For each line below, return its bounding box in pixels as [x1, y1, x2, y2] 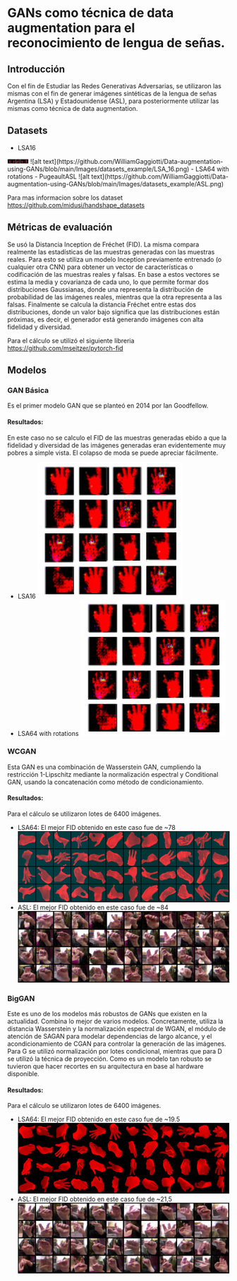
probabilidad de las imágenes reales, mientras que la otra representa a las [7, 292, 222, 301]
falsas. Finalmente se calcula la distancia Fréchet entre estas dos [7, 300, 197, 309]
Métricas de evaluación [7, 221, 113, 234]
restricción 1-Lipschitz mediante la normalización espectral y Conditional [7, 770, 219, 778]
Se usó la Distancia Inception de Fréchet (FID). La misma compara [7, 240, 200, 249]
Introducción [7, 63, 66, 75]
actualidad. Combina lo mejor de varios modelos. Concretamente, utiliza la [7, 1017, 224, 1025]
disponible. [7, 1070, 40, 1078]
